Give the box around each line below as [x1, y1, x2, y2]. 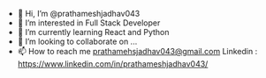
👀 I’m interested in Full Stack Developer [17, 18, 161, 28]
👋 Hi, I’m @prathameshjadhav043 [17, 9, 141, 18]
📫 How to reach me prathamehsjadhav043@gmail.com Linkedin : [17, 46, 258, 56]
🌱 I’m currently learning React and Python [17, 27, 170, 37]
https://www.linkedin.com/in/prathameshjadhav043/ [17, 59, 209, 69]
